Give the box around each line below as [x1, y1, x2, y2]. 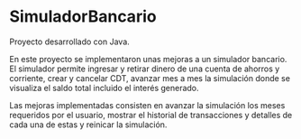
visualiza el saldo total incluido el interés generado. [9, 82, 200, 93]
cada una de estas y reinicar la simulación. [9, 119, 168, 130]
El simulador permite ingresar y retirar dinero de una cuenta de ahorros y [9, 63, 280, 74]
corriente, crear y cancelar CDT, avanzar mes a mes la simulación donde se [9, 72, 291, 83]
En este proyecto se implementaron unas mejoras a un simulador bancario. [9, 53, 287, 64]
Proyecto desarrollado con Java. [9, 36, 131, 47]
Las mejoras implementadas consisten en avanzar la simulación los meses [9, 99, 286, 110]
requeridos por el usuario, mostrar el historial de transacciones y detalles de [9, 109, 293, 120]
